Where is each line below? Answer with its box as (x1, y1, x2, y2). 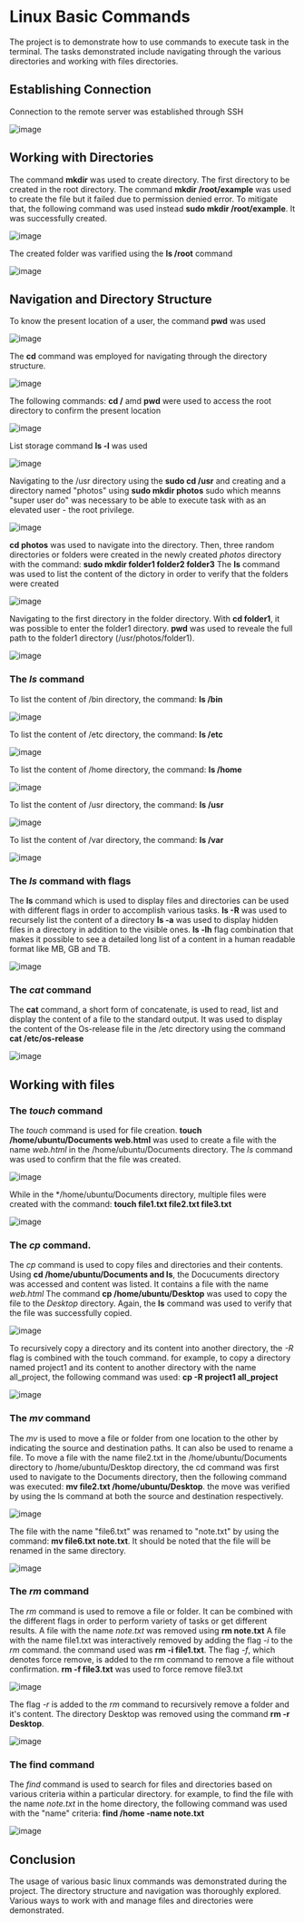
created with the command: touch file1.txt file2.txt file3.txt (9, 1198, 232, 1209)
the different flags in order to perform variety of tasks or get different (9, 1615, 268, 1626)
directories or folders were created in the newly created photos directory (9, 549, 282, 560)
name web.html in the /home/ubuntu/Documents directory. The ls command (9, 1143, 293, 1154)
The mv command (9, 1412, 91, 1425)
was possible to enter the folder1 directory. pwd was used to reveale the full (9, 623, 293, 634)
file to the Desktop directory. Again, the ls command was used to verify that (9, 1298, 292, 1309)
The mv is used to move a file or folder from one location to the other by (9, 1432, 279, 1444)
